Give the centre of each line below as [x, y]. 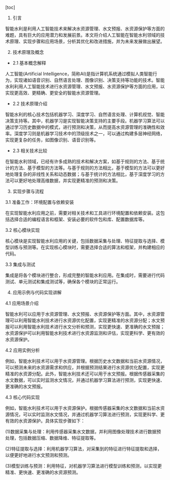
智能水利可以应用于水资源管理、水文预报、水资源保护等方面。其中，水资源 [83, 314]
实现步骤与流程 [28, 191]
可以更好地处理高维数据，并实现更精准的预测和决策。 [65, 181]
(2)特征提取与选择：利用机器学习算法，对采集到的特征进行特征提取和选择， [83, 449]
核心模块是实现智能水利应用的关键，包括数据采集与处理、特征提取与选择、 [83, 241]
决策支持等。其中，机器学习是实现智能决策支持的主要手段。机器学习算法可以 [85, 121]
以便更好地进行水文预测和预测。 [38, 455]
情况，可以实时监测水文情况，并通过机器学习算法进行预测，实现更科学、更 [87, 414]
